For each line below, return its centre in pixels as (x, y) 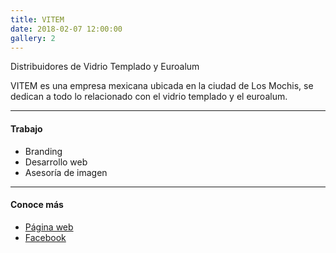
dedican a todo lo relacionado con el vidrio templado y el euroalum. (149, 97)
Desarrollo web (56, 162)
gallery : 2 (33, 38)
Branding (43, 151)
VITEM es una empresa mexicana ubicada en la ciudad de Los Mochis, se (162, 86)
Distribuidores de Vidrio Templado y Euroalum (105, 67)
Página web (49, 227)
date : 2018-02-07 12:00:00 (66, 29)
